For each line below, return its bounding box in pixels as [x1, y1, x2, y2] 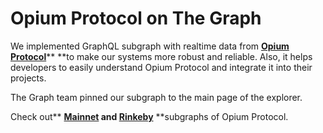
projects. [10, 72, 47, 84]
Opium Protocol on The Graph [10, 7, 262, 30]
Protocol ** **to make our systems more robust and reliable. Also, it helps [10, 50, 313, 62]
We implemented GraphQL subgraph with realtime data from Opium [10, 40, 290, 52]
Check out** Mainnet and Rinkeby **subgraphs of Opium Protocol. [10, 110, 289, 122]
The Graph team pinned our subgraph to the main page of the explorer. [10, 91, 303, 103]
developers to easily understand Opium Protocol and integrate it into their [10, 61, 313, 73]
